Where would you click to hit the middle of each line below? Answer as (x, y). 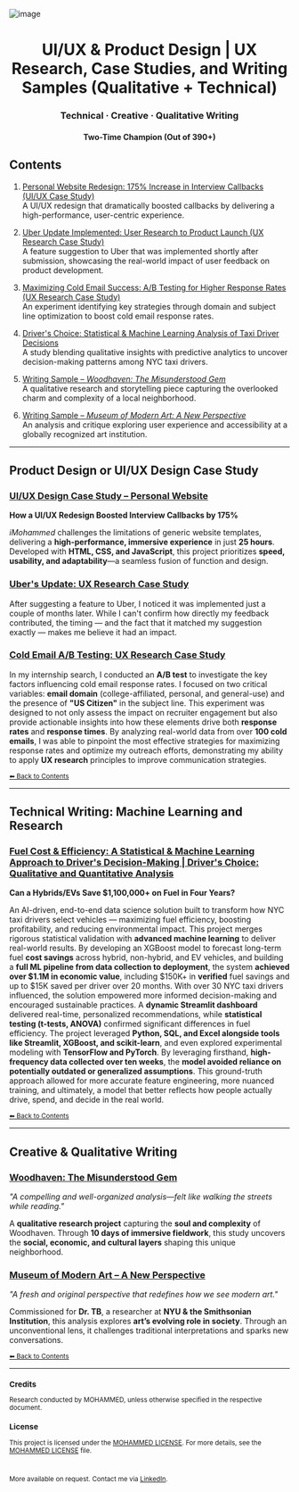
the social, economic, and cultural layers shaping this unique (122, 1243)
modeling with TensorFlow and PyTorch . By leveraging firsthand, (129, 1052)
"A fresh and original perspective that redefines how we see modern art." (144, 1295)
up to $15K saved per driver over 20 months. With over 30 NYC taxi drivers (146, 986)
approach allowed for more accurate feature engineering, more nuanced (142, 1081)
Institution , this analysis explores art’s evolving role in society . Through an (148, 1322)
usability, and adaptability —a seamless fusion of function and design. (139, 561)
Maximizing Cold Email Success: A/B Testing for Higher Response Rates (154, 287)
